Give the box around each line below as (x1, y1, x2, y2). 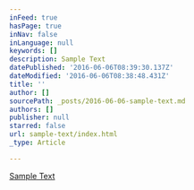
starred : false (9, 122, 66, 131)
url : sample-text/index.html (9, 130, 118, 139)
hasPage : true (9, 22, 63, 30)
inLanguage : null (9, 38, 74, 47)
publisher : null (9, 113, 70, 122)
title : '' (9, 80, 46, 89)
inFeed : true (9, 13, 58, 22)
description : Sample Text (9, 55, 105, 64)
